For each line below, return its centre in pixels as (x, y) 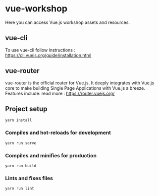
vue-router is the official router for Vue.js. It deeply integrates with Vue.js (80, 83)
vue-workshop (36, 9)
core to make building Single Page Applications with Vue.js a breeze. (75, 88)
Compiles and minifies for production (51, 155)
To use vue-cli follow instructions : (40, 50)
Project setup (26, 109)
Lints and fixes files (29, 178)
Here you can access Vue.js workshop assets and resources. (68, 22)
